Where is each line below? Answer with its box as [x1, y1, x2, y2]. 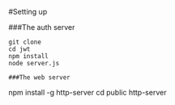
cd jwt [8, 45, 31, 53]
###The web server [8, 73, 70, 82]
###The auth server [8, 23, 75, 31]
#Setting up [8, 7, 48, 16]
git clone [8, 38, 42, 46]
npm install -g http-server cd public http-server [8, 88, 167, 97]
